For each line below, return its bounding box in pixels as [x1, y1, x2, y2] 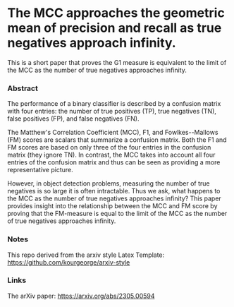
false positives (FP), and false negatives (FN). [7, 114, 140, 123]
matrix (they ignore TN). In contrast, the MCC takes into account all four [7, 150, 216, 159]
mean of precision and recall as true [7, 20, 222, 36]
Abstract [7, 83, 39, 93]
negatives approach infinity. [7, 35, 176, 51]
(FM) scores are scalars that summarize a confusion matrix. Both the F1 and [7, 136, 227, 144]
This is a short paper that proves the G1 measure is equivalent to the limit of [7, 58, 227, 66]
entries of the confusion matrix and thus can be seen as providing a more [7, 158, 221, 167]
